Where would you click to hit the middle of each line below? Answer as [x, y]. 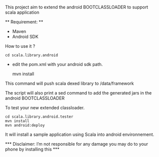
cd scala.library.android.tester [39, 117]
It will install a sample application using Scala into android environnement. [80, 134]
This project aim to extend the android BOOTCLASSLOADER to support [77, 7]
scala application [22, 12]
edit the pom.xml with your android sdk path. [57, 64]
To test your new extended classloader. [45, 108]
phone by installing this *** [32, 149]
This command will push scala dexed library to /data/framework [69, 83]
